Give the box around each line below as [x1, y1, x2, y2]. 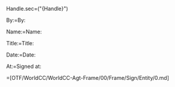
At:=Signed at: [6, 63, 42, 70]
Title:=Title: [6, 40, 34, 46]
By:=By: [6, 17, 26, 23]
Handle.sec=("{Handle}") [6, 5, 69, 12]
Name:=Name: [6, 28, 42, 35]
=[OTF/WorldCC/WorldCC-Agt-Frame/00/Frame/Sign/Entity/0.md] [6, 74, 169, 81]
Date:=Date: [6, 51, 36, 58]
